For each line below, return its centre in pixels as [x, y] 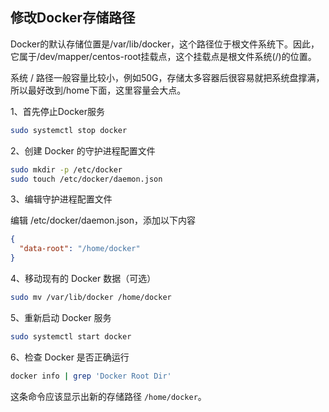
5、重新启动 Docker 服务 [61, 317]
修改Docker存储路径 [73, 18]
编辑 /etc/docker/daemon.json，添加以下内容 [103, 220]
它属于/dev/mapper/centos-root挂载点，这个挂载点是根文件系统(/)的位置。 [163, 56]
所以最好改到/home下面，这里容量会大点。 [98, 90]
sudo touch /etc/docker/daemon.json [86, 179]
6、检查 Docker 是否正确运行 [70, 357]
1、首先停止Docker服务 [57, 111]
